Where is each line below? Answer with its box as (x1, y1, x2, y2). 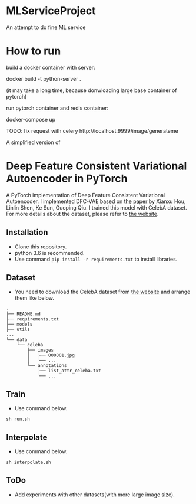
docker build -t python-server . (6, 75, 81, 82)
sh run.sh (6, 416, 31, 423)
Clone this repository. (14, 243, 67, 250)
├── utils (6, 326, 31, 333)
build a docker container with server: (6, 64, 95, 71)
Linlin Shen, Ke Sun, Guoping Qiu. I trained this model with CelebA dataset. (6, 204, 187, 211)
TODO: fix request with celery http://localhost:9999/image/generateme (6, 127, 178, 134)
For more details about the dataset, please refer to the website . (6, 210, 159, 217)
